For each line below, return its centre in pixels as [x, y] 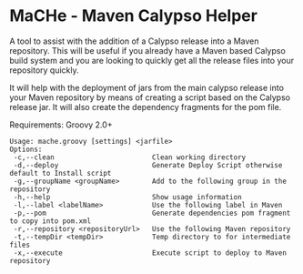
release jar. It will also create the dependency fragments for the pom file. [146, 107]
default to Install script [61, 173]
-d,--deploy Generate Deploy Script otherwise [148, 165]
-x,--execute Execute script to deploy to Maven [150, 253]
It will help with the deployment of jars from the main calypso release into [147, 87]
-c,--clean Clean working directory [130, 157]
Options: [26, 149]
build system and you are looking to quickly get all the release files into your [151, 60]
